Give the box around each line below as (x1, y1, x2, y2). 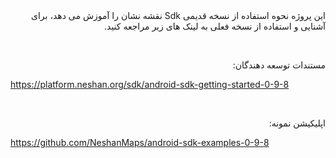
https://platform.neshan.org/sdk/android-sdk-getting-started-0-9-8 (10, 79, 290, 90)
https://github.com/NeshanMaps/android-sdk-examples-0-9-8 (10, 137, 270, 148)
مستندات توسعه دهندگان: (232, 59, 326, 71)
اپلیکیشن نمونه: (268, 117, 326, 129)
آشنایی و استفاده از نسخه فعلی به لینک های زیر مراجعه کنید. (104, 20, 326, 32)
